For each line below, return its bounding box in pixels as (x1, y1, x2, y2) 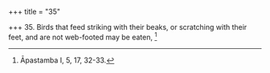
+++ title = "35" (8, 7, 60, 16)
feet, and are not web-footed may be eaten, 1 (8, 31, 157, 42)
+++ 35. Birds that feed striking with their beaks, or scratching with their (8, 22, 247, 31)
